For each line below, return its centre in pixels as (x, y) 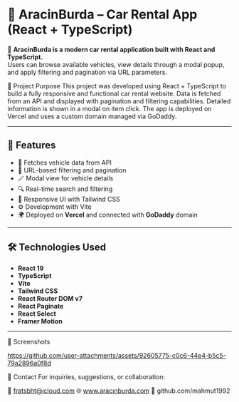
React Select (37, 314)
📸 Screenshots (29, 341)
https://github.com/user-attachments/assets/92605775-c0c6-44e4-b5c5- (117, 355)
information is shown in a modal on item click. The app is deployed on (110, 108)
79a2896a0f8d (29, 363)
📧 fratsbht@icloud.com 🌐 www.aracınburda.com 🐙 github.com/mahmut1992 (119, 391)
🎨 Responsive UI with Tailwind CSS (69, 199)
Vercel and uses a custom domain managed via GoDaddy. (92, 116)
